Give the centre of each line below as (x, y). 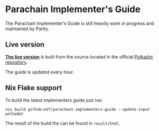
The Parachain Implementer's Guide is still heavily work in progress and (80, 23)
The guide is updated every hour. (40, 72)
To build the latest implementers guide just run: (54, 100)
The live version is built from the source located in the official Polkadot (79, 57)
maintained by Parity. (27, 28)
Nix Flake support (34, 88)
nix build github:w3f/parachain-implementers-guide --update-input (78, 109)
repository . (16, 62)
